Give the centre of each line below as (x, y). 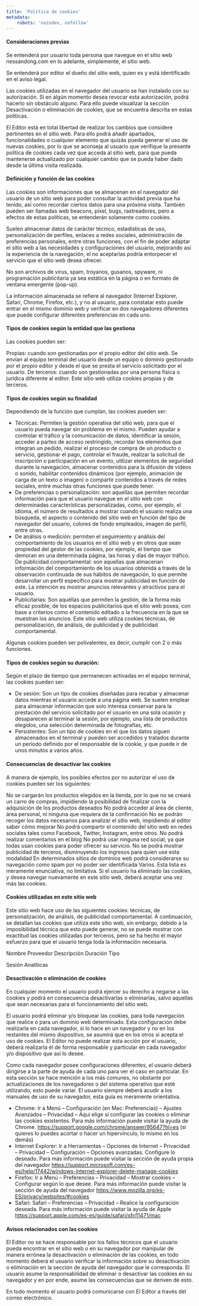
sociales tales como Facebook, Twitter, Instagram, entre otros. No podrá (94, 833)
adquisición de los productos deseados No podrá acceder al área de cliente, (99, 808)
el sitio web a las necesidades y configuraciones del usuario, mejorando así (99, 248)
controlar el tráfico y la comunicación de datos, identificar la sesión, (98, 436)
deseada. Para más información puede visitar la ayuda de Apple (93, 1209)
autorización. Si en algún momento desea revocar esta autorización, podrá (97, 97)
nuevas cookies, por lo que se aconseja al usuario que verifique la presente (99, 146)
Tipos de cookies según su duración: (53, 662)
